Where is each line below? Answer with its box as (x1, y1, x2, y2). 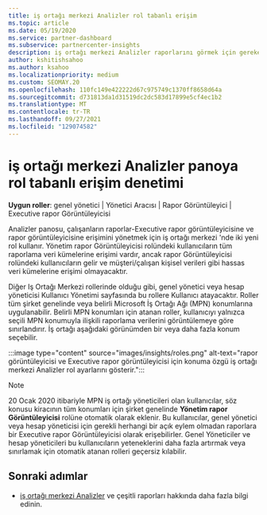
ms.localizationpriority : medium (8, 71, 119, 79)
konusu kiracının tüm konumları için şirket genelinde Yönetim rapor (8, 404, 228, 414)
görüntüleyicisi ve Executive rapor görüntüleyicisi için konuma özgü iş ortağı (8, 356, 257, 366)
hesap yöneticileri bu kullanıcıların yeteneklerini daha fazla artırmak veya (8, 438, 246, 447)
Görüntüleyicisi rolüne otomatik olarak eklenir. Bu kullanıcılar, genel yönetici (8, 412, 257, 422)
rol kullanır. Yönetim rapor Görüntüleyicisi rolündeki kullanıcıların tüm (8, 240, 233, 251)
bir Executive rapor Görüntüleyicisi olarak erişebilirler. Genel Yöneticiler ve (8, 429, 251, 439)
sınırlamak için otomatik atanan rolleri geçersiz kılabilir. (8, 447, 187, 456)
